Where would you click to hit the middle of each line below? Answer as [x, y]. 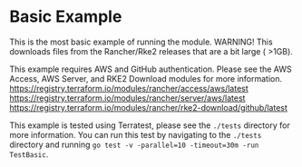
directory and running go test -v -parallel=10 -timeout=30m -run [134, 144]
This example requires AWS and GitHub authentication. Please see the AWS [151, 69]
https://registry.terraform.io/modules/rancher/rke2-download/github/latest [149, 107]
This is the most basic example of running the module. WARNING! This [141, 42]
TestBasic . [29, 154]
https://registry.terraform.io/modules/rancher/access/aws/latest [129, 88]
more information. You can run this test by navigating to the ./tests [136, 134]
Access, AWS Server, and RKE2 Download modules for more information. [146, 78]
